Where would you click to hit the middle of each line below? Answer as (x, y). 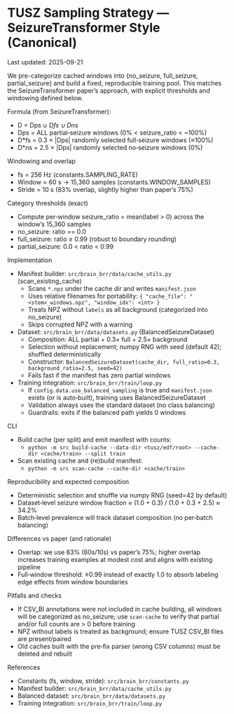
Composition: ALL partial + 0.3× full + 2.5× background (108, 339)
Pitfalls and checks (34, 595)
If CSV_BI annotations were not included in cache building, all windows (119, 609)
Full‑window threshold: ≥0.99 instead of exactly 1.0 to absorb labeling (118, 574)
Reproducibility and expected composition (68, 481)
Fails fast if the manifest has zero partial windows (99, 375)
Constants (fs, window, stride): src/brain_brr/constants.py (103, 680)
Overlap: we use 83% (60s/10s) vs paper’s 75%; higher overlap (109, 552)
